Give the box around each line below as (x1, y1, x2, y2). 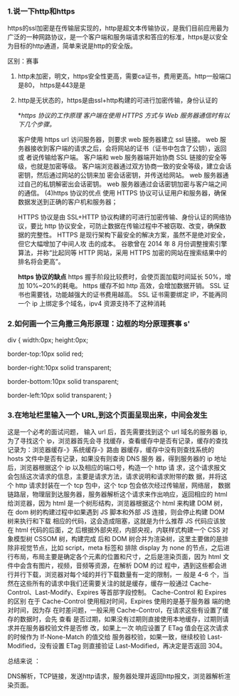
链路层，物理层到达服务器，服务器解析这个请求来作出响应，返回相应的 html (7, 490, 228, 498)
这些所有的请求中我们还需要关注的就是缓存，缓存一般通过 (19, 579, 188, 588)
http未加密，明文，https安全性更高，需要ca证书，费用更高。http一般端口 (17, 72, 232, 81)
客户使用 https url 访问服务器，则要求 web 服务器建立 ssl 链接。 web (17, 135, 218, 144)
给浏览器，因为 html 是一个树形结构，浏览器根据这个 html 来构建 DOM (7, 498, 213, 507)
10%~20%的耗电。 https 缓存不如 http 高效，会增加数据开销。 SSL (26, 282, 222, 290)
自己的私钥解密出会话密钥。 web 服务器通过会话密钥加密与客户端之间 (23, 180, 228, 188)
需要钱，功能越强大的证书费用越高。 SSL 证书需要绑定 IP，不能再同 (30, 290, 228, 299)
